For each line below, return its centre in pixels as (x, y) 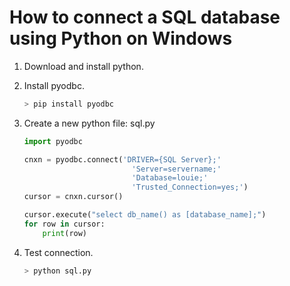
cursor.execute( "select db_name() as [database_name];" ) (145, 215)
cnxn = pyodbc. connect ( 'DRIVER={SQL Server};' (122, 159)
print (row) (65, 233)
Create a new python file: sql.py (89, 123)
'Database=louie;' (170, 178)
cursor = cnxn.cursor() (73, 197)
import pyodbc (53, 141)
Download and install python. (83, 66)
